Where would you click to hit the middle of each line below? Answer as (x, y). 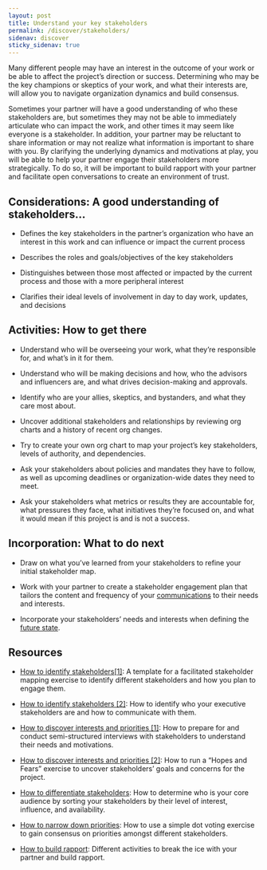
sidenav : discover (39, 38)
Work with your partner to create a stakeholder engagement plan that (133, 586)
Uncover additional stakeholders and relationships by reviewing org (130, 421)
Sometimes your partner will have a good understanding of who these (123, 109)
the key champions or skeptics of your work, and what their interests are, (128, 85)
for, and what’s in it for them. (67, 358)
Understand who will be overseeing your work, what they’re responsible (138, 349)
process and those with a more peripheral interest (102, 281)
